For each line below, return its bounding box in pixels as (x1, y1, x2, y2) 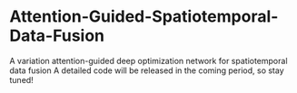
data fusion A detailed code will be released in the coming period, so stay (9, 65, 284, 76)
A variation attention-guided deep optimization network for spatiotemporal (9, 55, 288, 66)
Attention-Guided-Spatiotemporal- (9, 6, 279, 27)
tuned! (9, 74, 34, 85)
